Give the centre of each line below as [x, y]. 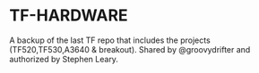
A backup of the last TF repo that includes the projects [110, 40]
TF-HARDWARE [69, 16]
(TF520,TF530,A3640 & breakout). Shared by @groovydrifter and [130, 49]
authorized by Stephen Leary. [64, 59]
